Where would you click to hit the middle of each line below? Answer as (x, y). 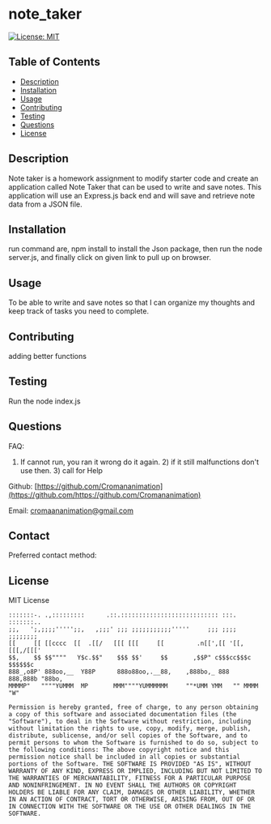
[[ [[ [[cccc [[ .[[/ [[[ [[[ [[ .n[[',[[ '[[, (126, 644)
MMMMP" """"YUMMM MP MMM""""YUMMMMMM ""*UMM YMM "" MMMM (133, 686)
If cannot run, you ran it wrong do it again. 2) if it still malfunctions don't (140, 462)
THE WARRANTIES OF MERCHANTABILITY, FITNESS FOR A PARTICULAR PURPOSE (130, 779)
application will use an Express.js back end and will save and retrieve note (132, 195)
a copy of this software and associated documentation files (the (123, 715)
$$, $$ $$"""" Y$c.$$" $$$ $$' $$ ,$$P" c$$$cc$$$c (130, 658)
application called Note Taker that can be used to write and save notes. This (135, 186)
